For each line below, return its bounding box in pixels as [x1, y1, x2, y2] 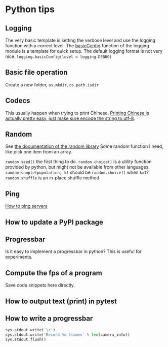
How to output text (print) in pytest [5, 297, 117, 305]
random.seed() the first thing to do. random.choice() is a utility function [5, 159, 152, 165]
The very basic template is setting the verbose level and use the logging [5, 37, 156, 43]
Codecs [5, 97, 30, 105]
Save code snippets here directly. [5, 282, 75, 288]
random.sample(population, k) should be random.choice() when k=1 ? [5, 169, 149, 176]
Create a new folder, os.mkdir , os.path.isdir [5, 81, 99, 87]
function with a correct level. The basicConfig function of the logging [5, 43, 149, 49]
